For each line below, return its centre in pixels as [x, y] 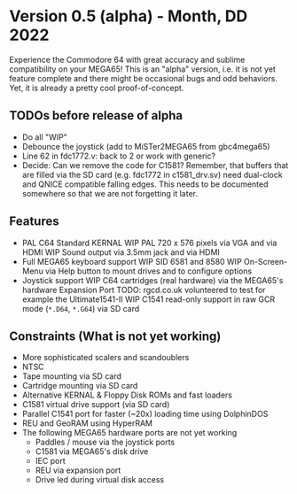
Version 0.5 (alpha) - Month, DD [129, 16]
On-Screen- [266, 261]
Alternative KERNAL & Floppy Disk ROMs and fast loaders [127, 395]
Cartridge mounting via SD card [80, 386]
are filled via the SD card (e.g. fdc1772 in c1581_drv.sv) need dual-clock [152, 174]
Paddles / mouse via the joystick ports [105, 442]
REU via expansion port [78, 470]
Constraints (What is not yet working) [115, 336]
